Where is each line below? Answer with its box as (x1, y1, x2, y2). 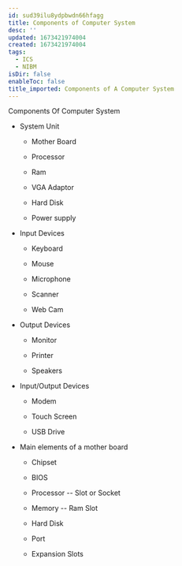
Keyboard (31, 244, 63, 253)
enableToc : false (8, 77, 65, 85)
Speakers (31, 366, 63, 375)
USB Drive (31, 427, 65, 437)
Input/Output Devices (19, 382, 90, 391)
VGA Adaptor (31, 183, 75, 192)
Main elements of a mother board (19, 442, 128, 452)
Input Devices (19, 229, 65, 238)
